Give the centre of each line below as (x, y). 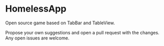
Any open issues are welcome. (37, 38)
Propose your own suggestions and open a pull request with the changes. (83, 32)
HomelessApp (36, 9)
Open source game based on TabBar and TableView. (60, 23)
